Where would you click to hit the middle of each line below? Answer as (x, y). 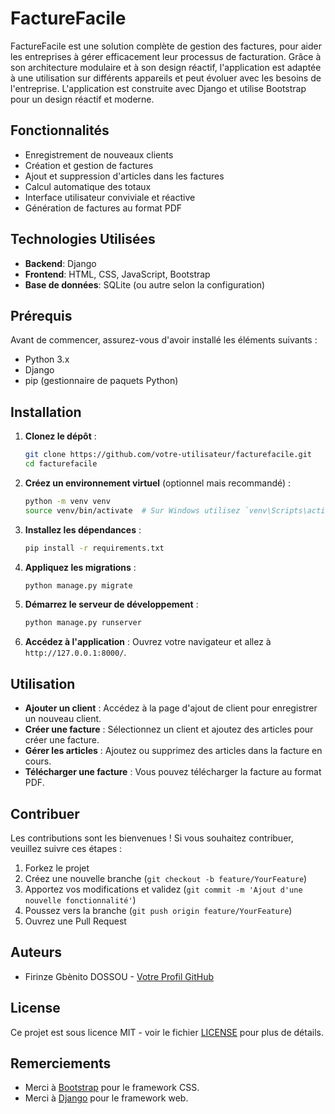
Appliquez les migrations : (80, 567)
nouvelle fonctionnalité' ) (80, 899)
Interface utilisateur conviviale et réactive (110, 197)
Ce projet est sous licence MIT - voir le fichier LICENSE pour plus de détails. (167, 1032)
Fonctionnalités (60, 130)
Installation (46, 412)
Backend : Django (60, 263)
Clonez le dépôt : (60, 436)
